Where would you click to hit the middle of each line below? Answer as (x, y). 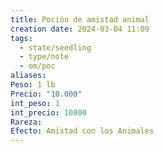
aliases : (28, 76)
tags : (21, 38)
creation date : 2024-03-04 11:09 (80, 29)
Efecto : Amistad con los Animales (82, 131)
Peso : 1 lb (33, 85)
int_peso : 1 (35, 103)
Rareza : (26, 122)
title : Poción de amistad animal (80, 19)
